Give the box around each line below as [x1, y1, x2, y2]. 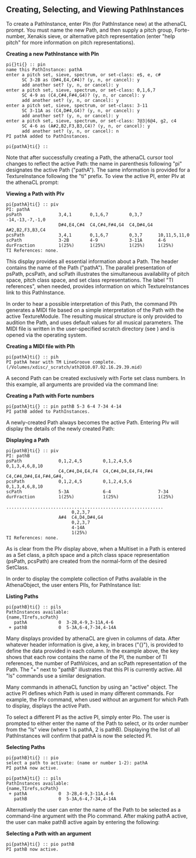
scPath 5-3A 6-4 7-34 [6, 488, 169, 494]
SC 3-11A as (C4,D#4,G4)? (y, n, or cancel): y [21, 108, 140, 114]
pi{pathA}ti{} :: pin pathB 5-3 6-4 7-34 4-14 [6, 404, 122, 409]
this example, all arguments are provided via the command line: [6, 381, 159, 388]
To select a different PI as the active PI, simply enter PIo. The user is [6, 713, 170, 720]
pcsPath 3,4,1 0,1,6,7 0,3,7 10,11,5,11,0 [6, 232, 190, 238]
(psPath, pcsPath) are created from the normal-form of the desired [6, 558, 167, 565]
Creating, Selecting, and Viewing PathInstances [6, 5, 184, 15]
